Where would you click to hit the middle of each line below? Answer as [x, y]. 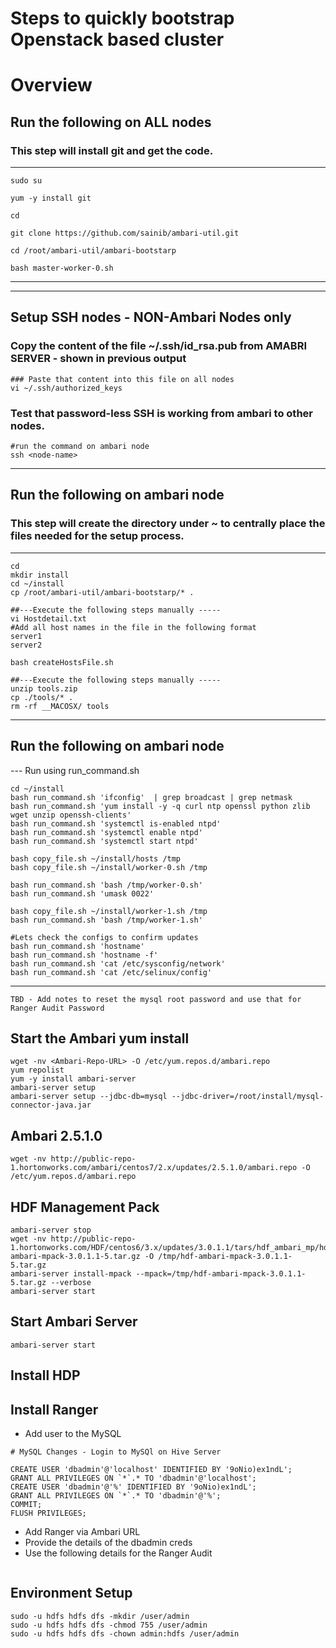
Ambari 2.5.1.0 [56, 1135]
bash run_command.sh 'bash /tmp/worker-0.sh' [106, 885]
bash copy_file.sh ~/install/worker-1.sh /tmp [109, 911]
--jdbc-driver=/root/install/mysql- [248, 1097]
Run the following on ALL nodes [111, 122]
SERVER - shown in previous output [98, 359]
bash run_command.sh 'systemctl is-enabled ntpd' [116, 823]
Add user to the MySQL [73, 1433]
